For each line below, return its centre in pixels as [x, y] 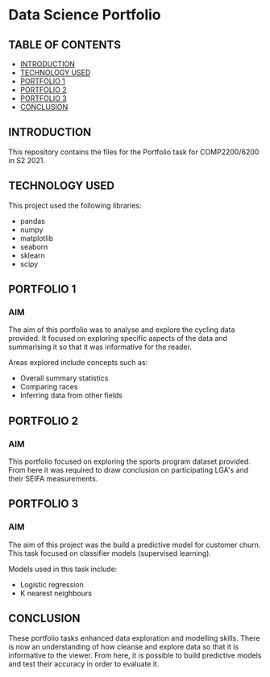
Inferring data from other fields [71, 395]
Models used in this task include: [63, 569]
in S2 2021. [27, 160]
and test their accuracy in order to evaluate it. [84, 663]
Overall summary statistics [64, 378]
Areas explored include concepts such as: [78, 363]
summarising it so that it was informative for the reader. [100, 347]
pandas [33, 221]
